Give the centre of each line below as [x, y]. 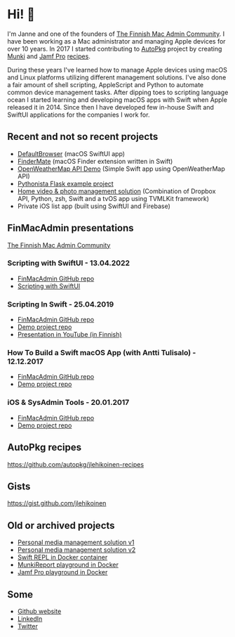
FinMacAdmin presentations [71, 228]
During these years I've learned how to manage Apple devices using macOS [117, 70]
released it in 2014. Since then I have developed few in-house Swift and [110, 107]
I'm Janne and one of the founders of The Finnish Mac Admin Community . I [116, 34]
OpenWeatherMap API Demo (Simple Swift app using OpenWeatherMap [121, 169]
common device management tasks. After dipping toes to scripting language [118, 92]
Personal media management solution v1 [76, 542]
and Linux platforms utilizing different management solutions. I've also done [117, 77]
